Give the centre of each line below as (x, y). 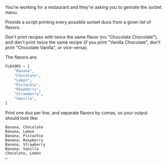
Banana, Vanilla (22, 149)
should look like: (22, 118)
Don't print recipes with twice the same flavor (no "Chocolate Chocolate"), (82, 37)
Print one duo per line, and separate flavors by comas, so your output (77, 113)
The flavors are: (21, 57)
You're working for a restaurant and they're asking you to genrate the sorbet (83, 7)
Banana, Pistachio (24, 136)
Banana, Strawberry (25, 144)
